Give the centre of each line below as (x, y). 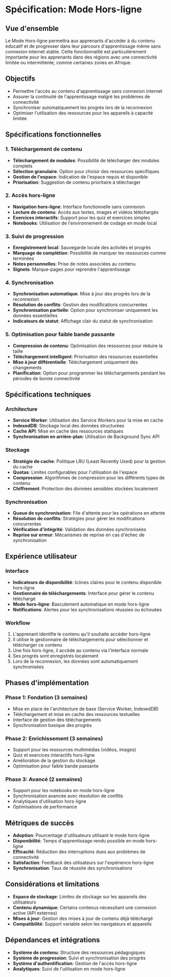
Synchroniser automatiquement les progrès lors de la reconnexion (82, 107)
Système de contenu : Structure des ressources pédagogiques (79, 952)
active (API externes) (35, 913)
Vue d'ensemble (32, 29)
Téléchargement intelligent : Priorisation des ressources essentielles (85, 356)
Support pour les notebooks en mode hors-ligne (63, 791)
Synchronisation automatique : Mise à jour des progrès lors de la (82, 294)
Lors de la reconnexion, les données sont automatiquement (75, 661)
